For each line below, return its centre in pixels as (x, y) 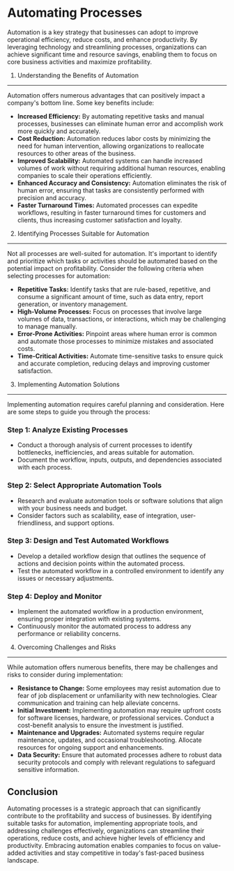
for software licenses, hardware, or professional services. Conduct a (116, 718)
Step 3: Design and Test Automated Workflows (88, 540)
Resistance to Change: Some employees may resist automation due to (119, 688)
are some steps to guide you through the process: (79, 411)
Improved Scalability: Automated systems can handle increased (110, 160)
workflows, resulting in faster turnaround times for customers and (112, 212)
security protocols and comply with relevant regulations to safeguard (116, 762)
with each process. (45, 467)
